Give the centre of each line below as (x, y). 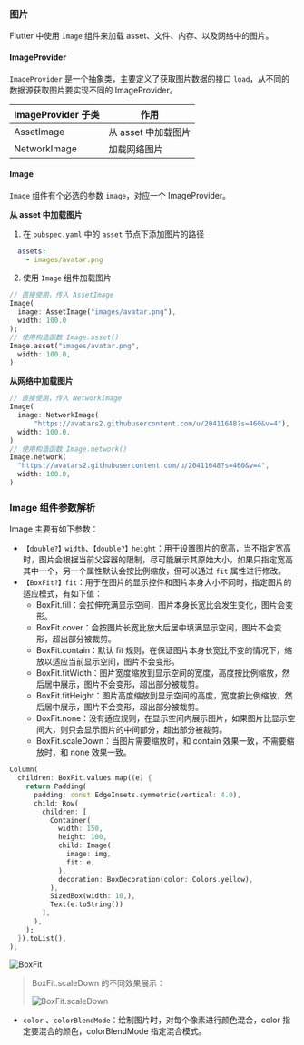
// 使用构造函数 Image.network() (69, 449)
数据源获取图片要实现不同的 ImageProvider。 (93, 90)
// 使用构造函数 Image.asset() (64, 337)
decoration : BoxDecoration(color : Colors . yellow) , (156, 879)
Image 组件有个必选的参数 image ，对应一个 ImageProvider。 (120, 195)
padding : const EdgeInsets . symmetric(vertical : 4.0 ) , (137, 795)
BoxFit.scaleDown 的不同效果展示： (98, 982)
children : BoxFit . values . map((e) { (85, 778)
